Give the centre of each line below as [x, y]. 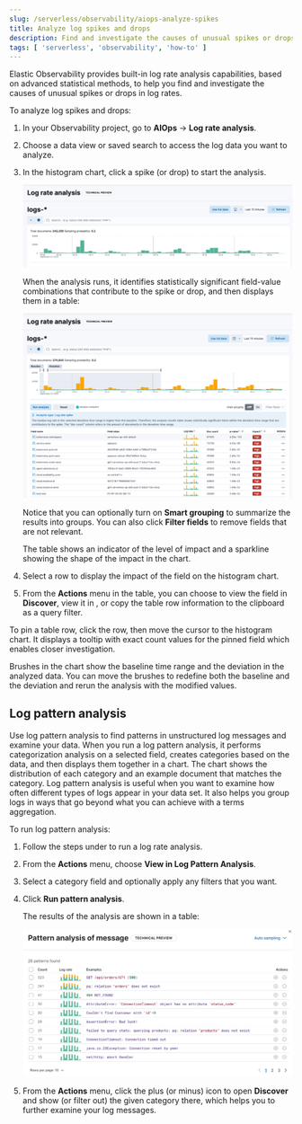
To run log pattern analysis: [60, 829]
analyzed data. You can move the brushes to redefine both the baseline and [150, 676]
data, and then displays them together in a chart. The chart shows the [138, 764]
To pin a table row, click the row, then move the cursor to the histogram [141, 630]
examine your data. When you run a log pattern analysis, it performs [135, 745]
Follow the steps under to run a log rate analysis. [112, 846]
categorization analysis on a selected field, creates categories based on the [150, 754]
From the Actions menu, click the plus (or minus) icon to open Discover [155, 1091]
